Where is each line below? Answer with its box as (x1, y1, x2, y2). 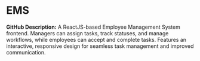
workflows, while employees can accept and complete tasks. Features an (6, 36, 187, 43)
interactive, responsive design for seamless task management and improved (6, 42, 194, 50)
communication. (6, 48, 46, 56)
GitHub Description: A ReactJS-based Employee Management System (6, 23, 181, 30)
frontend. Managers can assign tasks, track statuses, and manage (6, 29, 169, 36)
